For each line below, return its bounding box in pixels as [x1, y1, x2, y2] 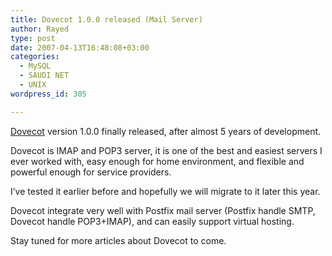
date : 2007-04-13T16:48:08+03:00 [10, 42, 150, 53]
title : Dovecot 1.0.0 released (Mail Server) [10, 14, 203, 25]
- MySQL [19, 61, 52, 71]
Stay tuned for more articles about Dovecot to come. [10, 234, 227, 246]
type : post [10, 33, 56, 43]
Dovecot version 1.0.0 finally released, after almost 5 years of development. [10, 125, 322, 137]
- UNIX [19, 80, 47, 90]
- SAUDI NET [19, 71, 70, 81]
